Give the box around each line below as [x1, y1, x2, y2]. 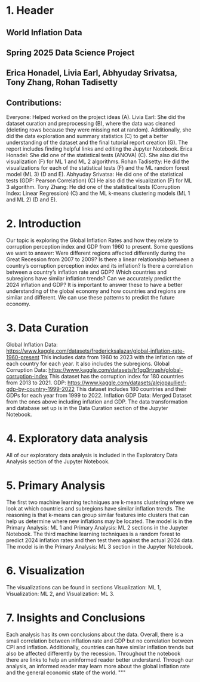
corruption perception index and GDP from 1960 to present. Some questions [6, 243, 194, 250]
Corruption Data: [6, 366, 48, 374]
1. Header [6, 4, 54, 17]
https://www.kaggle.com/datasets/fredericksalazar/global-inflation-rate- [6, 347, 185, 354]
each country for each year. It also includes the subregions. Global [6, 360, 170, 368]
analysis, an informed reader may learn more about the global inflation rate [6, 662, 190, 669]
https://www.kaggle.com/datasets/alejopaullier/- [67, 379, 187, 386]
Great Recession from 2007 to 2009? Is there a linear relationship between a [6, 256, 194, 263]
